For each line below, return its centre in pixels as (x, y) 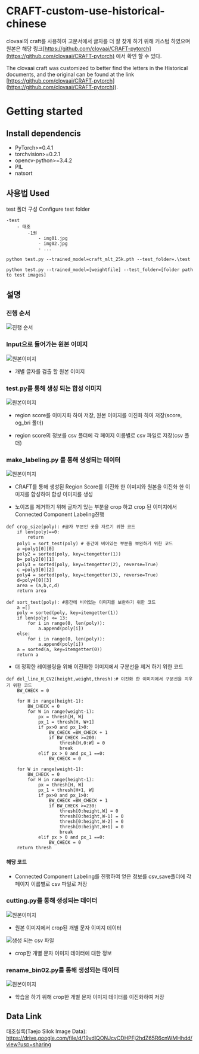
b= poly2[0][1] (36, 560)
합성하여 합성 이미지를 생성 (62, 494)
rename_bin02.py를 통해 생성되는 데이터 (63, 970)
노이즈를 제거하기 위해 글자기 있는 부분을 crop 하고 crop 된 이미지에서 (96, 507)
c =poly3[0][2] (36, 570)
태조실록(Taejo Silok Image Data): (47, 1031)
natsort (24, 173)
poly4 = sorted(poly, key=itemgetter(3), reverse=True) (88, 575)
